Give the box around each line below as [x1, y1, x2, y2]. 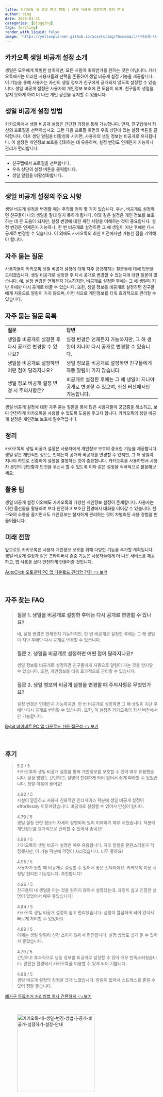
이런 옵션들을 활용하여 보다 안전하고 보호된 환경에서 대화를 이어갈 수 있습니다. [5, 505, 151, 511]
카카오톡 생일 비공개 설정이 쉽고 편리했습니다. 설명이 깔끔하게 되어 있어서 [16, 909, 154, 916]
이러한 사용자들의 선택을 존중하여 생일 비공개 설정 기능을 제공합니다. [26, 73, 154, 79]
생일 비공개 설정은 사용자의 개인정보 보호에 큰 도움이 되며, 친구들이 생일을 [15, 86, 154, 91]
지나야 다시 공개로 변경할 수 [76, 343, 136, 350]
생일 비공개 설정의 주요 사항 [5, 192, 81, 201]
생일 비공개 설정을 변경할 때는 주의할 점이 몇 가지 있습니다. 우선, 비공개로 [5, 206, 142, 212]
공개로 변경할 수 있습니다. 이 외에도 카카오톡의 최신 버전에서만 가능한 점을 [5, 230, 144, 236]
